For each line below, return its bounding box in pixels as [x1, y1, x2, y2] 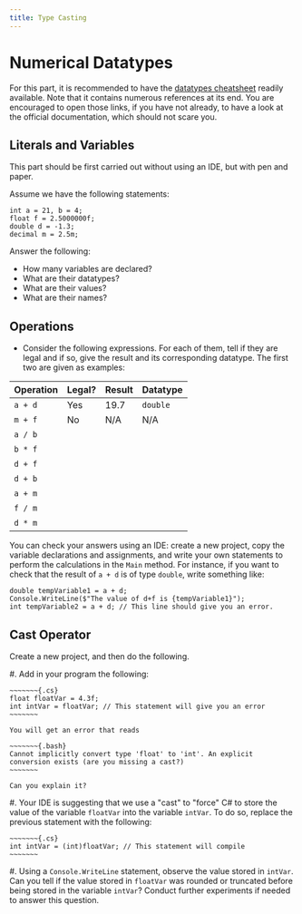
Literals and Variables [9, 137, 135, 152]
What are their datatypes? [22, 273, 120, 284]
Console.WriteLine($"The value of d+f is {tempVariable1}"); [9, 595, 246, 604]
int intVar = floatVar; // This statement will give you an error [9, 702, 266, 711]
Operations [9, 318, 74, 334]
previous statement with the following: [9, 817, 152, 827]
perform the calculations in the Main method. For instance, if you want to [9, 559, 279, 570]
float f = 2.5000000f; [9, 214, 95, 223]
